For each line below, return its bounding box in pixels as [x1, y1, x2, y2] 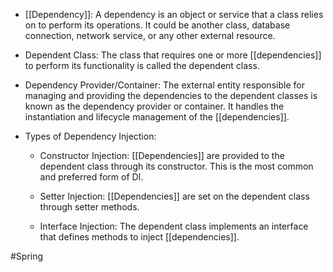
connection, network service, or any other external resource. [24, 30, 276, 41]
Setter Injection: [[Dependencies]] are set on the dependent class [39, 190, 310, 202]
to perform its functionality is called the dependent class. [24, 60, 260, 71]
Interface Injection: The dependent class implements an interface [39, 220, 309, 232]
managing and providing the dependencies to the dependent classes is [24, 90, 318, 101]
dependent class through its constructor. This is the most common [39, 160, 314, 172]
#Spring [10, 250, 44, 262]
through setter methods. [39, 201, 140, 213]
